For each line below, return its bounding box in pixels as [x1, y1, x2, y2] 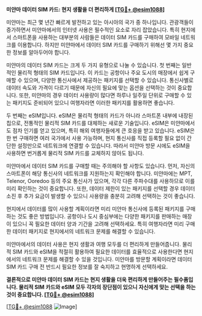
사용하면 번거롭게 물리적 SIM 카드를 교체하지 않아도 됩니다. [6, 150, 144, 156]
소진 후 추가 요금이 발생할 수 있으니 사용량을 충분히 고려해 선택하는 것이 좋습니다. [6, 193, 195, 199]
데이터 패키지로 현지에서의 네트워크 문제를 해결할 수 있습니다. [12, 228, 156, 235]
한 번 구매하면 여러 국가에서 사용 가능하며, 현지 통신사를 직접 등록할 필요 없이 [6, 135, 186, 141]
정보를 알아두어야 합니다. [12, 49, 71, 56]
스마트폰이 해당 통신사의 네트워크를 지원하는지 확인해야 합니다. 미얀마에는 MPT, [6, 170, 192, 177]
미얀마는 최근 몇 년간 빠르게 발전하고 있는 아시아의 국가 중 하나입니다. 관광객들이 [6, 19, 194, 26]
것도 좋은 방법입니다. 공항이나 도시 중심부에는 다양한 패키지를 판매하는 [17, 213, 182, 220]
